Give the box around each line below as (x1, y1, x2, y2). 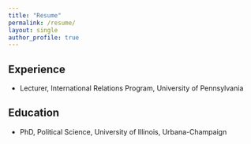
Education (8, 106, 60, 120)
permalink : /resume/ (8, 19, 77, 27)
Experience (8, 62, 66, 76)
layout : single (8, 26, 58, 34)
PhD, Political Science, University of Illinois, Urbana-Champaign (19, 127, 227, 136)
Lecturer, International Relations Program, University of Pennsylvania (19, 83, 244, 93)
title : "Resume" (8, 11, 62, 20)
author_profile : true (8, 33, 80, 42)
